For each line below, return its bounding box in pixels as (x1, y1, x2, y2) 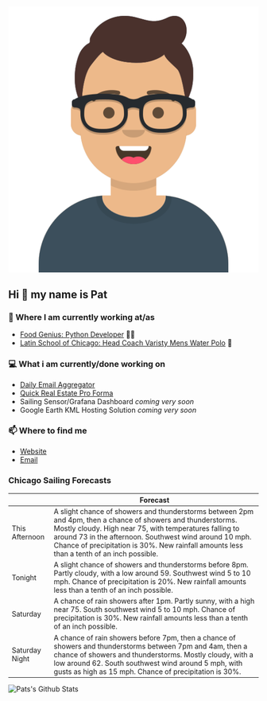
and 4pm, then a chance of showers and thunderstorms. (53, 515, 238, 524)
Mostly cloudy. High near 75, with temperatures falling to (53, 524, 240, 533)
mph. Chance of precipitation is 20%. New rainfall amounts (53, 577, 246, 586)
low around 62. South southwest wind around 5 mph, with (53, 658, 243, 668)
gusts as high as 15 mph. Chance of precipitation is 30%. (53, 667, 242, 676)
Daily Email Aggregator (19, 380, 95, 389)
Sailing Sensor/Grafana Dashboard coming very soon (19, 396, 195, 406)
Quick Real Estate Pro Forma (19, 388, 114, 398)
